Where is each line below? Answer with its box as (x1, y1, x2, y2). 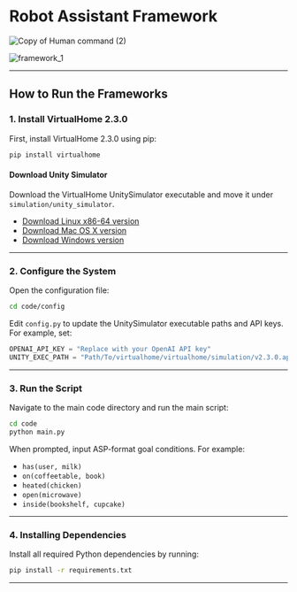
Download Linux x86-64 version (21, 215, 140, 227)
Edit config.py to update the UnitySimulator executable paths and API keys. (9, 318, 285, 328)
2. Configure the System (9, 265, 117, 277)
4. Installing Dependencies (9, 528, 126, 541)
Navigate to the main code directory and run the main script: (9, 402, 229, 412)
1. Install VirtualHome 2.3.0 (9, 113, 128, 126)
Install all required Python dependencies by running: (9, 549, 199, 559)
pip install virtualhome (9, 150, 101, 159)
